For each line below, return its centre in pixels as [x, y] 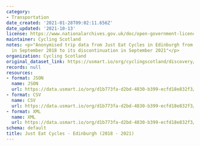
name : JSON [25, 84]
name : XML [24, 117]
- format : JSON [25, 78]
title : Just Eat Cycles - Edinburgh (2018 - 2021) [70, 134]
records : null [24, 67]
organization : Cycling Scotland [46, 56]
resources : [20, 73]
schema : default [26, 128]
